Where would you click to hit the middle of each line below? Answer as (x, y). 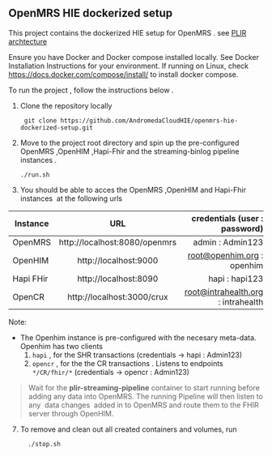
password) (242, 228)
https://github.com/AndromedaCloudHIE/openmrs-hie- (149, 121)
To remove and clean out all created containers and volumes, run (128, 429)
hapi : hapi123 (236, 279)
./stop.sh (44, 444)
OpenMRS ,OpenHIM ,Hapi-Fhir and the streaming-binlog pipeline (130, 151)
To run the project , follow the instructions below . (91, 90)
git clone (40, 121)
